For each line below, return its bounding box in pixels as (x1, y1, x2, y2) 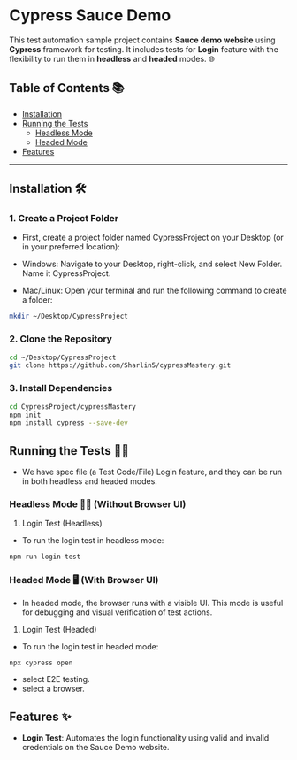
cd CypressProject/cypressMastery (9, 402, 137, 411)
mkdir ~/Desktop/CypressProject (9, 311, 128, 321)
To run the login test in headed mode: (21, 641, 159, 651)
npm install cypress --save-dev (9, 418, 128, 427)
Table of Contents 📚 (9, 81, 126, 96)
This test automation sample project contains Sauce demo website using (9, 35, 276, 45)
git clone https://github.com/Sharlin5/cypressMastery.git (9, 361, 232, 370)
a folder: (21, 295, 53, 305)
